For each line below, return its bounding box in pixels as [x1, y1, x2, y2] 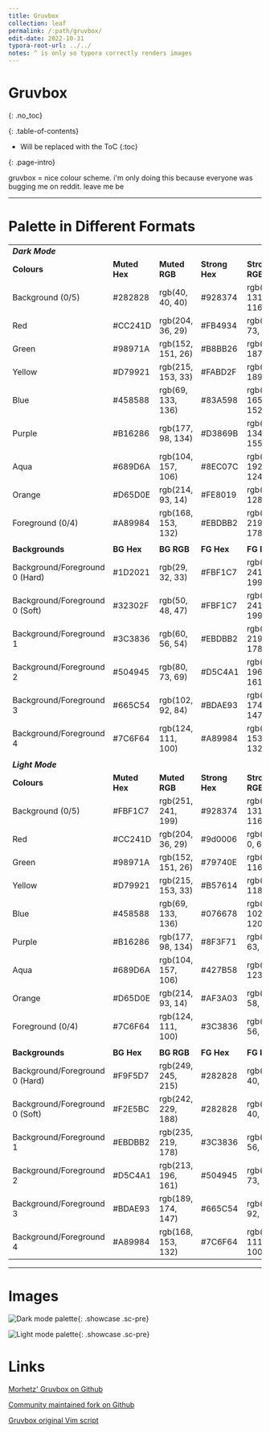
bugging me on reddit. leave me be [8, 181, 125, 191]
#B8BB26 [200, 343, 238, 354]
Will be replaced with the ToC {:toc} [19, 142, 138, 151]
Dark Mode [12, 245, 56, 256]
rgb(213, [159, 1159, 194, 1170]
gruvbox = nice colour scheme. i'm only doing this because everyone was [8, 172, 253, 182]
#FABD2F [200, 366, 237, 377]
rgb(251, [159, 795, 194, 806]
